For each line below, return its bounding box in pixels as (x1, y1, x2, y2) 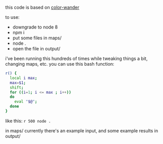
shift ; (10, 85, 24, 90)
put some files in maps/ (12, 35, 62, 41)
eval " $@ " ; (14, 99, 37, 104)
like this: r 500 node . (5, 118, 51, 124)
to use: (5, 14, 20, 20)
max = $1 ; (10, 80, 26, 85)
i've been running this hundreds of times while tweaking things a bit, (5, 55, 148, 62)
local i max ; (10, 75, 37, 80)
